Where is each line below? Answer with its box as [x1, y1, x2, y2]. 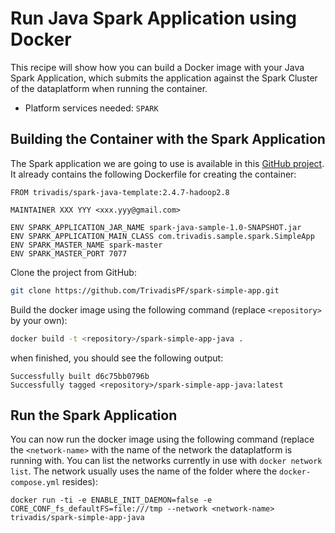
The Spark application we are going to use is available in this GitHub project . [10, 157, 325, 169]
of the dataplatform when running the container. [10, 82, 208, 94]
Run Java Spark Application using [10, 7, 297, 30]
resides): [61, 476, 98, 488]
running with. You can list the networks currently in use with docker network [10, 455, 323, 467]
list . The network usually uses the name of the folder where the [10, 465, 278, 477]
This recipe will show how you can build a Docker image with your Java [10, 61, 305, 73]
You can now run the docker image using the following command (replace [10, 433, 315, 446]
